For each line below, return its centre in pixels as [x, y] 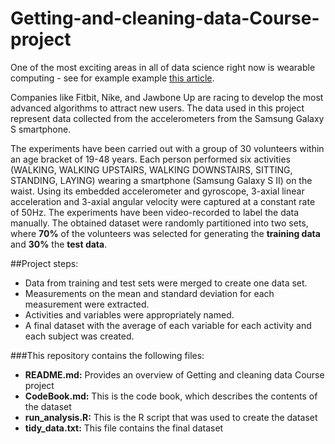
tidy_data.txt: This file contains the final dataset [124, 428]
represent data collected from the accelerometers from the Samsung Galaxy [167, 118]
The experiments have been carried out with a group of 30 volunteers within [167, 148]
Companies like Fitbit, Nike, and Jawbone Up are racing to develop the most [167, 97]
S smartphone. [41, 129]
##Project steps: [44, 263]
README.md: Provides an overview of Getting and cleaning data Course [174, 374]
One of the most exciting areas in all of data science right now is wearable [163, 67]
